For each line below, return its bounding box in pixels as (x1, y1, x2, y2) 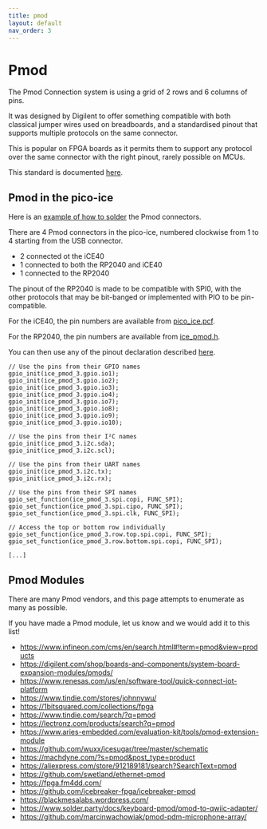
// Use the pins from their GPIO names (8, 363, 141, 371)
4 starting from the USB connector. (8, 236, 124, 246)
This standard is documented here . (8, 168, 124, 177)
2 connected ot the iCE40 (19, 252, 105, 261)
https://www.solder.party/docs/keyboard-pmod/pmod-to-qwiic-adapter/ (19, 803, 258, 813)
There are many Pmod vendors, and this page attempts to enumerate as (8, 594, 245, 604)
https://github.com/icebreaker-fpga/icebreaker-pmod (19, 786, 196, 795)
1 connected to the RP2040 (19, 268, 110, 278)
